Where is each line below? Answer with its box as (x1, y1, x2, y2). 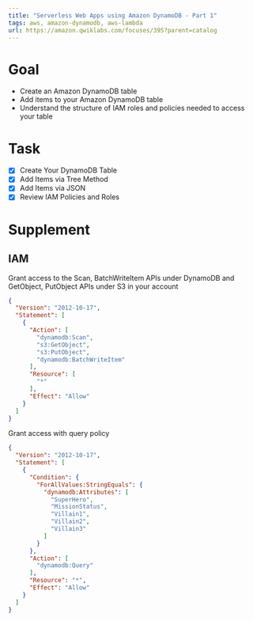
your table (19, 112, 53, 121)
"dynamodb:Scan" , (36, 333, 93, 341)
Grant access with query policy (8, 429, 110, 438)
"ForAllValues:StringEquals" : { (36, 480, 144, 489)
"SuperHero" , (50, 495, 93, 503)
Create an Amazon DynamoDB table (19, 86, 138, 96)
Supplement (8, 221, 91, 238)
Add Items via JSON (19, 184, 85, 193)
